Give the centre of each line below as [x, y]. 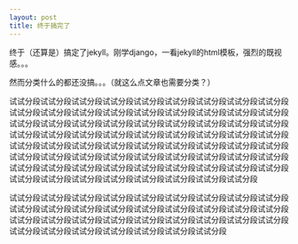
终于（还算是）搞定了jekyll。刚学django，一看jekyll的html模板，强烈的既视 [145, 52]
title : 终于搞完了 [40, 26]
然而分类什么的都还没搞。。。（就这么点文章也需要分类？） [112, 82]
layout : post [33, 17]
